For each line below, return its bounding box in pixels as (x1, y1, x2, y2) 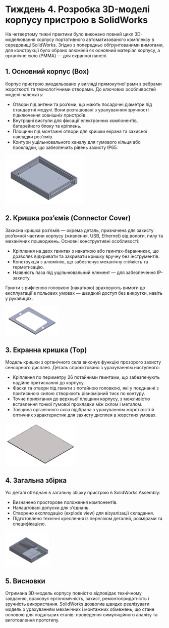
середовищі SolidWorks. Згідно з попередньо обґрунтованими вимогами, (5, 42, 164, 48)
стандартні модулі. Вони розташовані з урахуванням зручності (12, 106, 149, 112)
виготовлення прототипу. (5, 617, 60, 623)
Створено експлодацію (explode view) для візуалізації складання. (12, 510, 155, 516)
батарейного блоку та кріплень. (12, 123, 82, 129)
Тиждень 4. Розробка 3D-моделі (5, 4, 150, 15)
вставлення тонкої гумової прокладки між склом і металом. (12, 401, 143, 407)
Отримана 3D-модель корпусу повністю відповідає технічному (5, 590, 142, 596)
